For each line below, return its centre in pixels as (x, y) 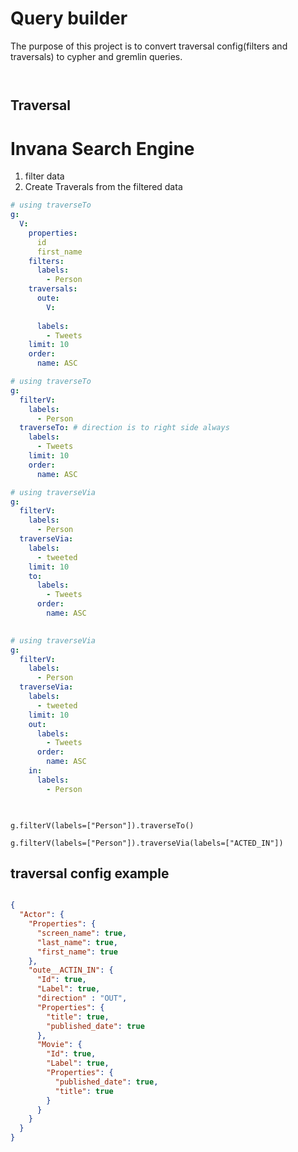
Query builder (69, 18)
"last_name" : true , (77, 942)
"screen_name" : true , (82, 933)
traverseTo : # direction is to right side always (124, 428)
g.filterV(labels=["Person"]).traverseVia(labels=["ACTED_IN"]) (147, 843)
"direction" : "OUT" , (82, 998)
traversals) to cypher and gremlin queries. (96, 56)
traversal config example (90, 873)
